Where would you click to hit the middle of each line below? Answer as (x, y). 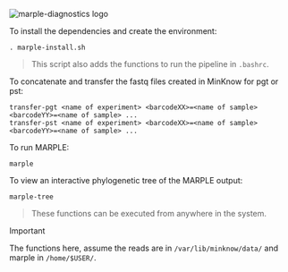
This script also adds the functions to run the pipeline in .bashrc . (150, 64)
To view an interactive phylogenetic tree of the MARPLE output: (126, 180)
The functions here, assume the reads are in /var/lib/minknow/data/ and (144, 248)
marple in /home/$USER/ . (53, 258)
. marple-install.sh (48, 47)
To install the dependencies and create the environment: (113, 31)
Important (27, 231)
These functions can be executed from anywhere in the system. (148, 213)
